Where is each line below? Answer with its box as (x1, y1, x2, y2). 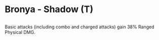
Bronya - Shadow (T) (5, 4, 94, 15)
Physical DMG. (5, 29, 36, 35)
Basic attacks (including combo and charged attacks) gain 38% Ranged (5, 24, 155, 30)
